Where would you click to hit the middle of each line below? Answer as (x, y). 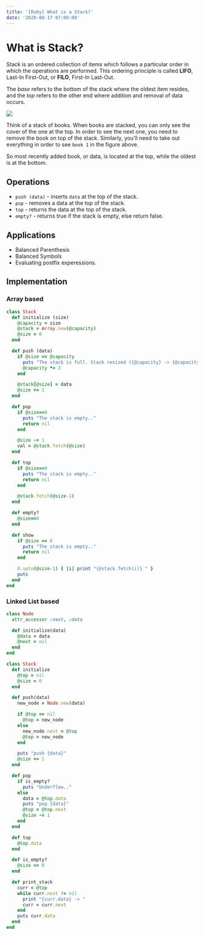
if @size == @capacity (46, 356)
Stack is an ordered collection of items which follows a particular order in (98, 64)
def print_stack (32, 882)
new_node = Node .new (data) (51, 703)
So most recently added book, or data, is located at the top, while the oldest (101, 156)
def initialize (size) (40, 317)
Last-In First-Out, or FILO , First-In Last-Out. (61, 77)
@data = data (34, 636)
